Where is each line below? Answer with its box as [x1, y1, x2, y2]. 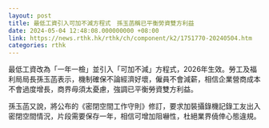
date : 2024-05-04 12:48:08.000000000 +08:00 [8, 26, 159, 34]
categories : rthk [8, 42, 66, 50]
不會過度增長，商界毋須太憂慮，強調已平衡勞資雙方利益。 [8, 85, 198, 94]
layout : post [8, 11, 52, 20]
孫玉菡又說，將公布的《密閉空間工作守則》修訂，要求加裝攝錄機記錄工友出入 [8, 102, 261, 111]
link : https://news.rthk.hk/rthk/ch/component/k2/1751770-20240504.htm [8, 34, 252, 42]
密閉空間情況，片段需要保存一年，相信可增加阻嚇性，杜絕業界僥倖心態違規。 [8, 111, 261, 121]
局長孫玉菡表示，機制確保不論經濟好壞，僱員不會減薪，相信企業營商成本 [22, 74, 261, 84]
